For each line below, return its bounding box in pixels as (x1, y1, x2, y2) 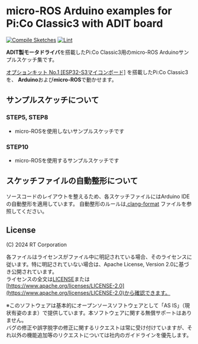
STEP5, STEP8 (6, 113, 48, 122)
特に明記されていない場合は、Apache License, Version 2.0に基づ (31, 260, 189, 267)
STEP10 (6, 142, 29, 151)
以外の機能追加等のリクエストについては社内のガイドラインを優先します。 (11, 331, 192, 339)
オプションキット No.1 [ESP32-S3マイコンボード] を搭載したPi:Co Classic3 (6, 68, 189, 75)
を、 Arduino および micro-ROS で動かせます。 (6, 76, 117, 83)
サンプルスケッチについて (6, 95, 99, 105)
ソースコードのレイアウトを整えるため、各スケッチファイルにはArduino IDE (6, 193, 190, 200)
